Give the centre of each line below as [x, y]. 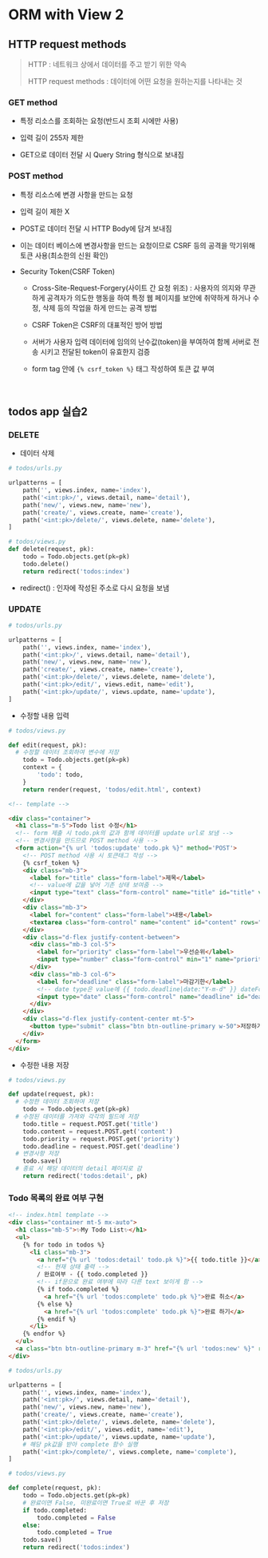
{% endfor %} [44, 1334]
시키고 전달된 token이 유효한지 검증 [95, 351]
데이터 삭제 [37, 454]
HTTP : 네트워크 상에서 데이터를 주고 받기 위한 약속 [107, 64]
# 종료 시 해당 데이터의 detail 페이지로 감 [79, 1169]
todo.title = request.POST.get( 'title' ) [91, 1124]
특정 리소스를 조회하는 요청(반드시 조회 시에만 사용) [99, 121]
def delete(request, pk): [51, 549]
